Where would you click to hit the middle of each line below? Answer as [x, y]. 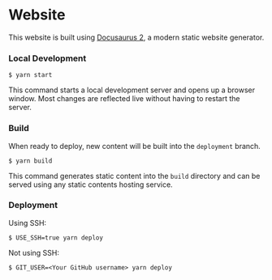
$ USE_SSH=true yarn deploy [56, 238]
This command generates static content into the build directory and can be [134, 176]
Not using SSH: [34, 252]
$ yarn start [30, 75]
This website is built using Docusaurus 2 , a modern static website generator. [136, 37]
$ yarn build [30, 161]
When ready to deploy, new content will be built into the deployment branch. [135, 146]
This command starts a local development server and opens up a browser [132, 90]
